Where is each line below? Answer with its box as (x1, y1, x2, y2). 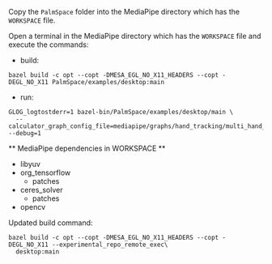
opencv (19, 202, 46, 211)
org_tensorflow (19, 168, 71, 177)
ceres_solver (19, 185, 63, 194)
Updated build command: (8, 218, 93, 228)
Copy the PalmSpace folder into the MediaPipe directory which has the (8, 7, 240, 16)
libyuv (19, 160, 40, 168)
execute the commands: (8, 40, 89, 49)
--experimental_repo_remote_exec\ (51, 241, 168, 249)
